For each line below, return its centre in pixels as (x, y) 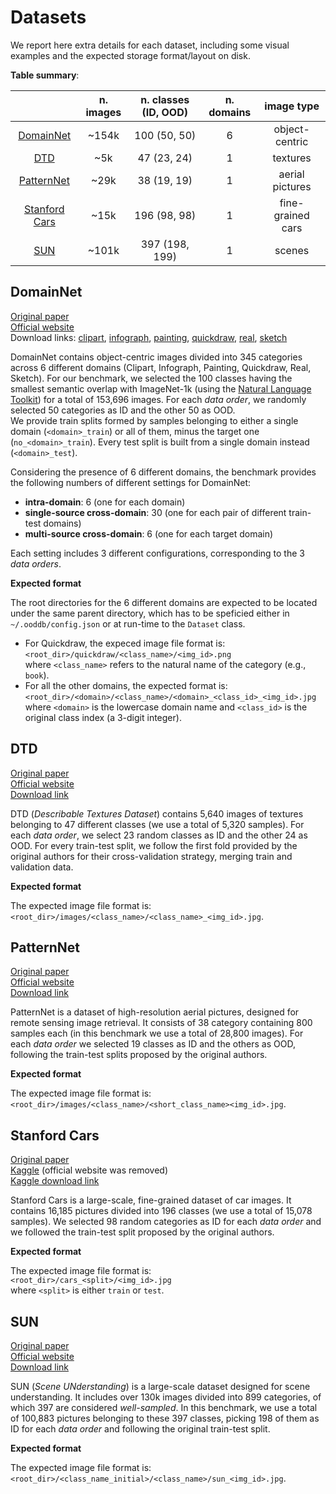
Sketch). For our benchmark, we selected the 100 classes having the (151, 378)
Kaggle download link (55, 1181)
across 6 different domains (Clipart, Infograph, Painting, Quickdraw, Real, (161, 367)
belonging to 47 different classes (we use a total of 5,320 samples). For (157, 824)
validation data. (42, 867)
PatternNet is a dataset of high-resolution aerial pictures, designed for (155, 1012)
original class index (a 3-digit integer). (103, 717)
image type (292, 106)
